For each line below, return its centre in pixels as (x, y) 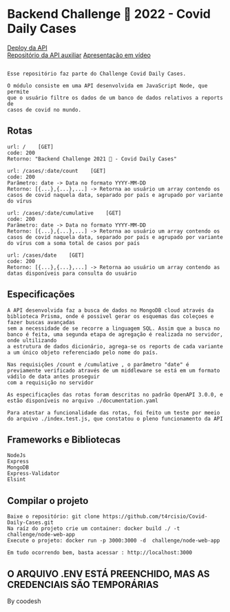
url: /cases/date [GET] (46, 255)
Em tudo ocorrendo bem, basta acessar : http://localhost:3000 (100, 553)
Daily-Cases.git (30, 523)
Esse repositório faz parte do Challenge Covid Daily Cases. (97, 74)
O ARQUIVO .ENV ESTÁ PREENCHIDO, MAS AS (108, 574)
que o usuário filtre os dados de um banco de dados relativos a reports (115, 98)
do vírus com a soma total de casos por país (73, 243)
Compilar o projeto (48, 501)
